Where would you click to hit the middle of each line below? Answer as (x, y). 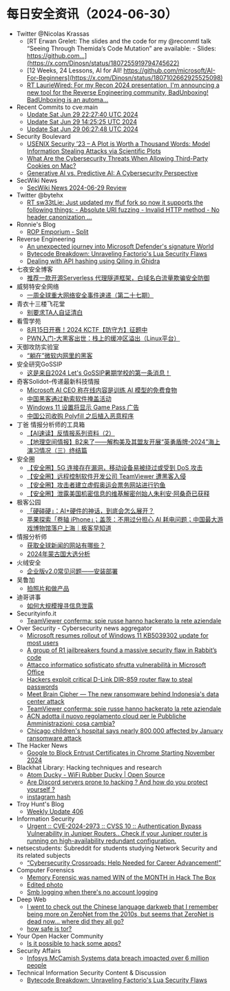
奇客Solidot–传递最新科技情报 (58, 381)
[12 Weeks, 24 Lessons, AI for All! (74, 70)
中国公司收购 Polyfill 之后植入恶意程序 (80, 415)
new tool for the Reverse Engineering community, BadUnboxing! (117, 92)
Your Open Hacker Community (60, 936)
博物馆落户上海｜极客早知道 (72, 528)
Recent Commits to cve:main (57, 107)
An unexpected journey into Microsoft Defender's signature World (120, 246)
